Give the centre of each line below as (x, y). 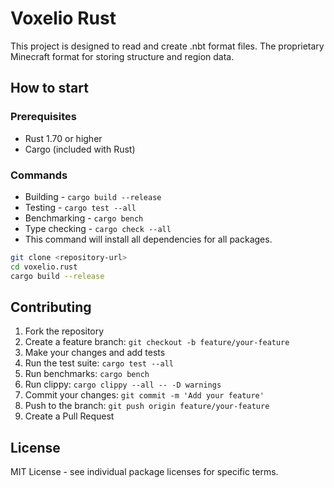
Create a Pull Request (69, 416)
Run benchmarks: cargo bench (87, 374)
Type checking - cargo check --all (98, 228)
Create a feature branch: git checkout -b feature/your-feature (157, 342)
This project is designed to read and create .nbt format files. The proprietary (167, 46)
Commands (39, 175)
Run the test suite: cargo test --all (99, 363)
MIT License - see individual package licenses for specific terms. (144, 472)
